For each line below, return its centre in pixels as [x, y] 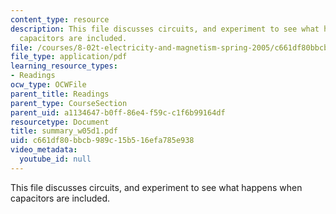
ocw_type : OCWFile [48, 85]
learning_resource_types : [64, 66]
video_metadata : [44, 150]
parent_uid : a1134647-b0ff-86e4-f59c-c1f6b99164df [118, 112]
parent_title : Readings [60, 94]
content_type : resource [60, 19]
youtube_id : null [55, 159]
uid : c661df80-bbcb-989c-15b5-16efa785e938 [102, 141]
